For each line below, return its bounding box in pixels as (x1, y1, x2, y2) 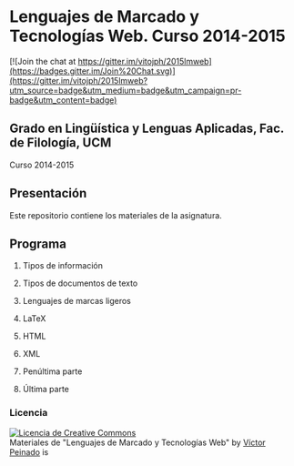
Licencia (9, 407, 48, 420)
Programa (9, 236, 66, 251)
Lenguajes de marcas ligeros (22, 296, 132, 307)
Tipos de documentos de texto (22, 278, 138, 289)
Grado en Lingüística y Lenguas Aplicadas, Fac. (9, 121, 285, 137)
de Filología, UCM (9, 135, 112, 151)
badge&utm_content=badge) (9, 94, 117, 106)
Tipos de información (22, 260, 103, 271)
